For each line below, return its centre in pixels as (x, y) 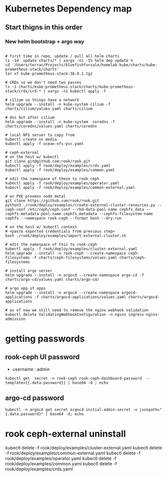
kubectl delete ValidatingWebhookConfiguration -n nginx (66, 314)
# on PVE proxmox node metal (35, 196)
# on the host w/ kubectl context (41, 227)
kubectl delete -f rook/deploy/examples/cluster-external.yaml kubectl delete (84, 447)
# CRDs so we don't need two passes (43, 82)
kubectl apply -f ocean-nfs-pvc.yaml (44, 144)
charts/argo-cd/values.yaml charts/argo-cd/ (52, 279)
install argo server (31, 271)
